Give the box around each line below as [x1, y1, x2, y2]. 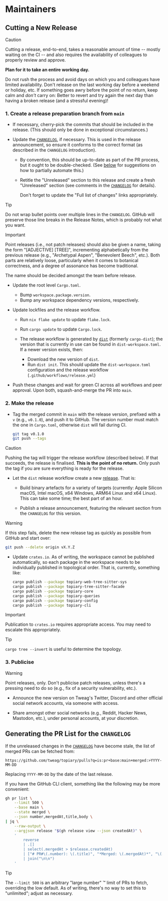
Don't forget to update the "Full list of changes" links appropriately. [19, 192, 158, 198]
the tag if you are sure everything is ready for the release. [5, 465, 124, 471]
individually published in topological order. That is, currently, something [12, 564, 160, 571]
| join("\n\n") [23, 856, 55, 861]
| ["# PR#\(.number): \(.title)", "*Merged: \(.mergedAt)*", [23, 851, 153, 856]
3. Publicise [5, 659, 34, 666]
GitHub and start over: [5, 535, 51, 541]
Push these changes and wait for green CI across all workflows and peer [12, 382, 162, 388]
